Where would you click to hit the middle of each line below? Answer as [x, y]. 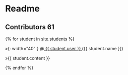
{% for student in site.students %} [40, 39]
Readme [23, 9]
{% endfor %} [19, 68]
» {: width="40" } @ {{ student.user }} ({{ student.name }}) [64, 48]
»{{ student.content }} [28, 58]
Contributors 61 [30, 27]
